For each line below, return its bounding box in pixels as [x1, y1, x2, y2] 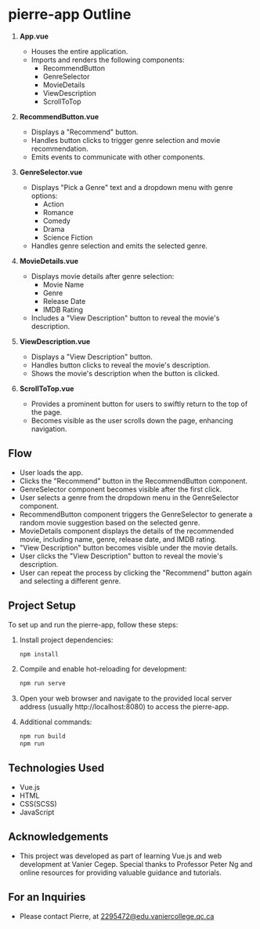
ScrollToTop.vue [19, 383, 74, 393]
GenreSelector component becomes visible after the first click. [19, 485, 222, 494]
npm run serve [19, 679, 66, 688]
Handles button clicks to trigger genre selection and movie [31, 135, 221, 144]
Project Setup [8, 599, 77, 613]
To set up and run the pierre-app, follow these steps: [8, 620, 179, 629]
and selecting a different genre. [19, 576, 121, 586]
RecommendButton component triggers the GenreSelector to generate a [19, 509, 253, 519]
